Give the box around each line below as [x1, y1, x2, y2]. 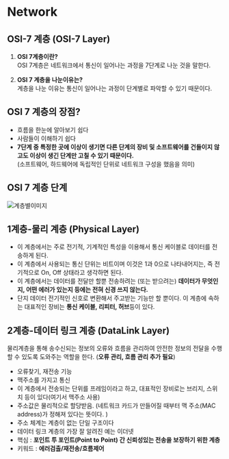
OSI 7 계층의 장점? [7, 106, 81, 118]
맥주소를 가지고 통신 [16, 376, 70, 384]
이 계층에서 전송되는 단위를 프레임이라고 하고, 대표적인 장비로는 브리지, [16, 384, 205, 393]
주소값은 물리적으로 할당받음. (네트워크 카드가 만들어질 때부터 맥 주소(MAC [16, 401, 216, 410]
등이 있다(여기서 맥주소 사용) [24, 393, 100, 401]
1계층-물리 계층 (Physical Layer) [7, 223, 140, 235]
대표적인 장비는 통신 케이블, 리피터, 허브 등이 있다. [24, 303, 155, 311]
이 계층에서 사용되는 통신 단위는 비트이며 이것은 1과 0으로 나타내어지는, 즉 [16, 260, 213, 268]
